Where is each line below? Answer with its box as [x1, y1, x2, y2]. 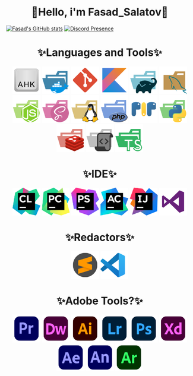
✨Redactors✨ [65, 231, 135, 244]
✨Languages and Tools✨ [37, 46, 162, 59]
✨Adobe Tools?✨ [56, 294, 143, 308]
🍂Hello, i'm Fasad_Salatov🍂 [31, 5, 169, 19]
